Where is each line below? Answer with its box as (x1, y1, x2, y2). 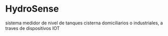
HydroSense (5, 3, 59, 15)
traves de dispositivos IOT (5, 25, 60, 31)
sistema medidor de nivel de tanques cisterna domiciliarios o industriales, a (5, 20, 163, 26)
